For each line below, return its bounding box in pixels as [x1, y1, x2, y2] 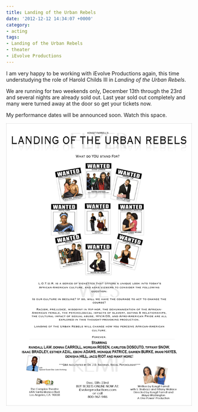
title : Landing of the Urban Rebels [6, 9, 96, 15]
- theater [6, 47, 31, 53]
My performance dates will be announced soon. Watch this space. [6, 111, 167, 118]
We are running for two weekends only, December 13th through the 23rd [6, 87, 182, 94]
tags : [6, 34, 19, 41]
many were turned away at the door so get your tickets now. [6, 100, 152, 107]
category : [6, 22, 31, 28]
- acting [6, 28, 28, 34]
